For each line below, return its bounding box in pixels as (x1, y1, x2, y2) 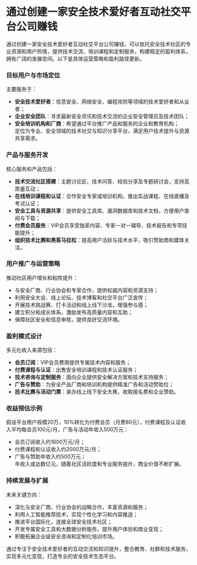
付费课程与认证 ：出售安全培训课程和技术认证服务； (14, 366, 138, 373)
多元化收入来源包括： (6, 346, 57, 353)
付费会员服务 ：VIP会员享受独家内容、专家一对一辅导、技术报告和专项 (14, 222, 183, 229)
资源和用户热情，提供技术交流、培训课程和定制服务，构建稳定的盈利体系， (11, 47, 191, 55)
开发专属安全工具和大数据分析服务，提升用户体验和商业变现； (14, 525, 164, 532)
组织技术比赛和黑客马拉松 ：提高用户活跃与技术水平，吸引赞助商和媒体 (14, 236, 185, 243)
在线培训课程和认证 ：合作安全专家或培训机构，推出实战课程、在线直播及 (14, 192, 189, 199)
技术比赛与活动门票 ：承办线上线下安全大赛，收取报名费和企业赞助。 (14, 388, 179, 396)
